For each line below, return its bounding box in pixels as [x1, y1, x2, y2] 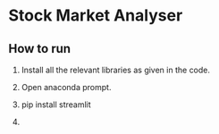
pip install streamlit [21, 99, 91, 110]
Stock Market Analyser [8, 5, 183, 26]
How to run [8, 41, 72, 56]
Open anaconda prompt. [21, 82, 112, 92]
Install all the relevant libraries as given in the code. [21, 64, 211, 75]
